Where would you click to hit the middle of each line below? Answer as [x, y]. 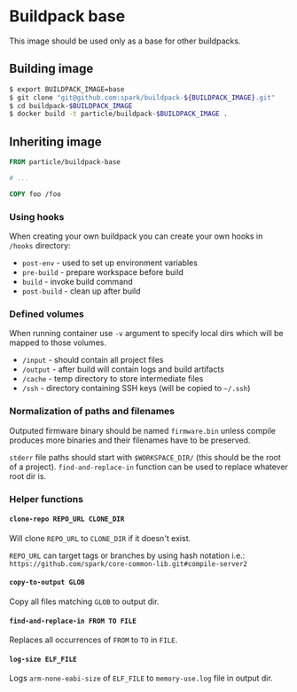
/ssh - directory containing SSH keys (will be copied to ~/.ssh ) [136, 389]
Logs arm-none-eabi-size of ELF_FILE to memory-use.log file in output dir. [141, 678]
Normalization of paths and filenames [92, 412]
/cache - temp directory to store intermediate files [113, 379]
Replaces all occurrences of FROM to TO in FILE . [94, 640]
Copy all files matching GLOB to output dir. [84, 602]
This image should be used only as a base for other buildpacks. [125, 41]
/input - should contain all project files [93, 360]
